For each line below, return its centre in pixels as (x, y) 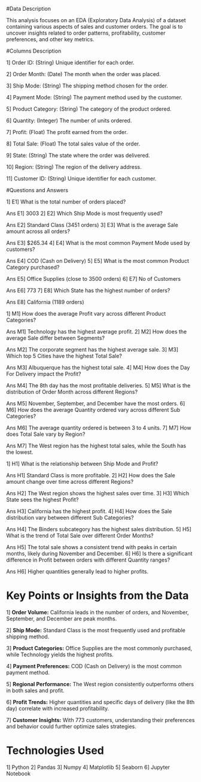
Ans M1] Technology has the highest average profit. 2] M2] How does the (97, 331)
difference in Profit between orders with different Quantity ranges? (88, 560)
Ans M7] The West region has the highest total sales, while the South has (96, 446)
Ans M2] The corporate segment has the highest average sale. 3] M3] (92, 349)
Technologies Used (55, 751)
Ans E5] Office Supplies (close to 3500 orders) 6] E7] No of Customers (94, 279)
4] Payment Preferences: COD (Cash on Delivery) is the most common (94, 666)
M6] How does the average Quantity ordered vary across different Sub (93, 410)
